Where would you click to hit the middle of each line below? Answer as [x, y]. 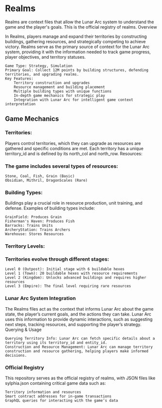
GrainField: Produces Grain [33, 217]
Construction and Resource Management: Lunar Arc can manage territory [79, 347]
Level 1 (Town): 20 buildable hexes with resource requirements [71, 274]
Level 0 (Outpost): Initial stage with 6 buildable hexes [65, 269]
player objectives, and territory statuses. [45, 57]
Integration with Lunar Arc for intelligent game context [73, 100]
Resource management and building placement [59, 87]
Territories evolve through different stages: [57, 259]
